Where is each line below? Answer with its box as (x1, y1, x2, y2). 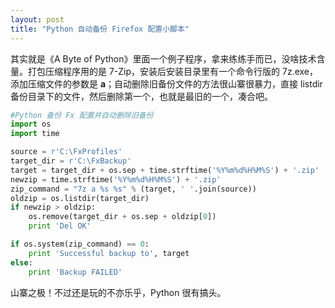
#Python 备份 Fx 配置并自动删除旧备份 (10, 110, 154, 120)
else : (10, 257, 33, 268)
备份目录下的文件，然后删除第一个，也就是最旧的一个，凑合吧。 (10, 90, 273, 102)
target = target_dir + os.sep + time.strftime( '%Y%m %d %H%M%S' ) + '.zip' (10, 165, 320, 175)
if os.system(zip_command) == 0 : (10, 239, 150, 249)
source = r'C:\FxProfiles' (10, 147, 123, 157)
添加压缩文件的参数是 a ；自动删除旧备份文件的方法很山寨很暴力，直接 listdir (10, 77, 323, 90)
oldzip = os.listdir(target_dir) (10, 193, 150, 203)
